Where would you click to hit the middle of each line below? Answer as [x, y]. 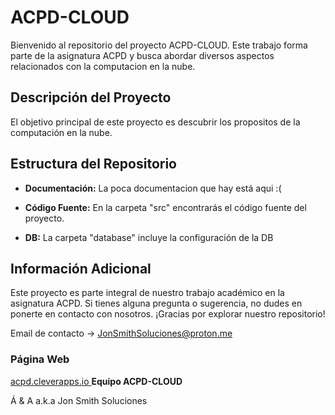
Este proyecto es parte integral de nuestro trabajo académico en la [147, 293]
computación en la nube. [61, 132]
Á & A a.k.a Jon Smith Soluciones [79, 400]
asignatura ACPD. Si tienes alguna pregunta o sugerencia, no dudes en [156, 303]
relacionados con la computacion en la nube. [103, 66]
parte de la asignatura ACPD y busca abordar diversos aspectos [142, 55]
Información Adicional [81, 268]
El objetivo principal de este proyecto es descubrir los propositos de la [155, 122]
